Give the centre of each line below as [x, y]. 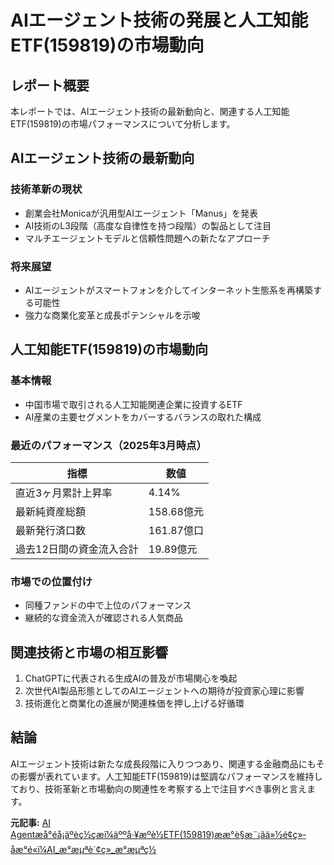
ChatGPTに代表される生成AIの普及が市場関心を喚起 [131, 678]
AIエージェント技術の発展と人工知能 [159, 20]
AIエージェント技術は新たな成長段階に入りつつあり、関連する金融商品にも [163, 763]
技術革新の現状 [46, 189]
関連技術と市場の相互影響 [89, 652]
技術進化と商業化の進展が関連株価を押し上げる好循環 [134, 703]
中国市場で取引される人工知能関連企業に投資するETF [133, 404]
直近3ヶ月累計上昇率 [64, 493]
